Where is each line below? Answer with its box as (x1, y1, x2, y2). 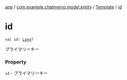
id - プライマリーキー (5, 70, 48, 76)
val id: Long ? (5, 37, 34, 42)
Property (5, 58, 27, 65)
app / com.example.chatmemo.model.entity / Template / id (5, 4, 122, 10)
